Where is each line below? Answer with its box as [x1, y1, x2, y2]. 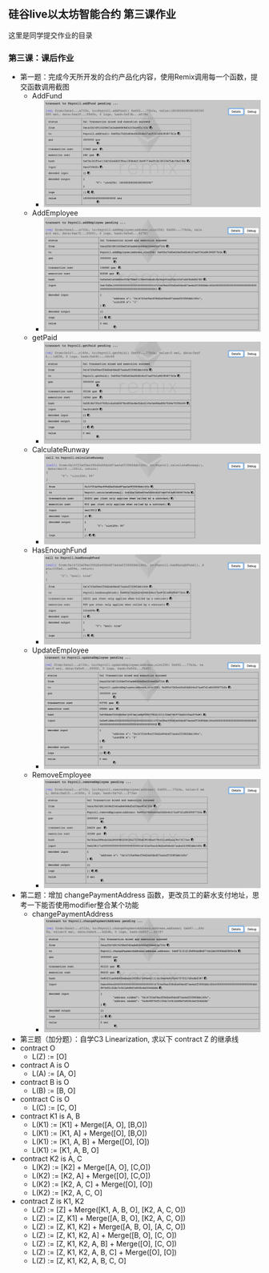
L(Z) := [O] [31, 1051, 67, 1061]
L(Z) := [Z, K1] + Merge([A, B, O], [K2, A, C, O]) [31, 1213, 187, 1223]
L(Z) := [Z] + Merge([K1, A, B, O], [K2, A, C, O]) [31, 1204, 187, 1215]
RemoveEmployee [31, 770, 92, 780]
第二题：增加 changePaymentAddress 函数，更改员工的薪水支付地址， [19, 889, 253, 899]
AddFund [31, 91, 62, 101]
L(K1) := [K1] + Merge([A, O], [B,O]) [31, 1119, 148, 1129]
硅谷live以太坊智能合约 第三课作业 [8, 7, 177, 22]
